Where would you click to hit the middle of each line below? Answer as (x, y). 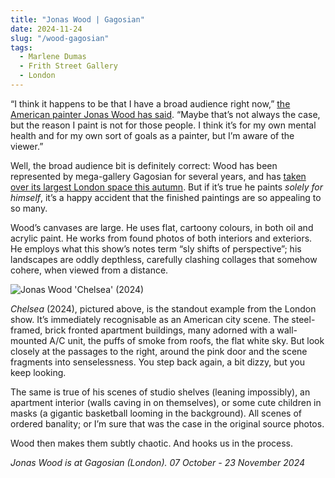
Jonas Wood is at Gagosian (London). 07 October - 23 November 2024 (158, 462)
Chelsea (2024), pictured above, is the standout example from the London (163, 308)
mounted (29, 340)
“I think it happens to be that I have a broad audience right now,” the (150, 103)
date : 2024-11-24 (46, 29)
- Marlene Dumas (53, 57)
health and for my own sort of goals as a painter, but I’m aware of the (152, 135)
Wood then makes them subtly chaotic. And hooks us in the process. (152, 443)
